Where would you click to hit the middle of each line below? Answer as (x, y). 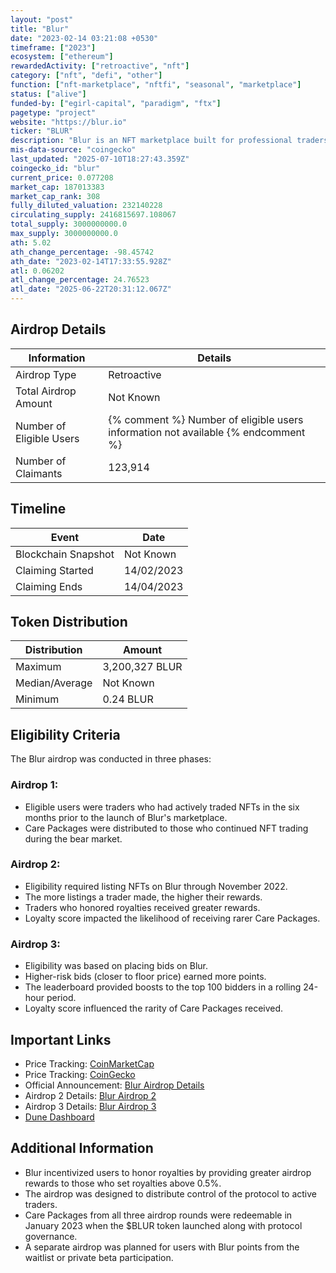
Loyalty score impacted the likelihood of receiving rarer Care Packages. (172, 918)
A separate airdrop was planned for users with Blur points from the (162, 1247)
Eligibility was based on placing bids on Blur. (116, 966)
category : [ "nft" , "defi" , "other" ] (86, 76)
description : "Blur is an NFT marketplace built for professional (151, 141)
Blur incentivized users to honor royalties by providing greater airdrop (168, 1172)
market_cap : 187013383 (57, 187)
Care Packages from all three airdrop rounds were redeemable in (158, 1215)
